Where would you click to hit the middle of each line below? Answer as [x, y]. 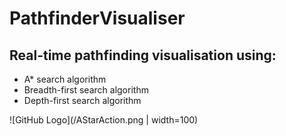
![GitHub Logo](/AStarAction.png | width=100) [104, 120]
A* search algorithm [65, 79]
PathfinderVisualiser [97, 18]
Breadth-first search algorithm [86, 90]
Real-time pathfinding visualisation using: [143, 55]
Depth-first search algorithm [82, 100]
